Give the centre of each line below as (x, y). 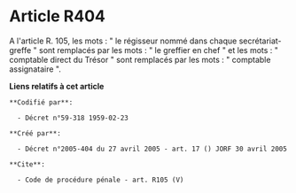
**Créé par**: (35, 133)
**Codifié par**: (41, 102)
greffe (20, 50)
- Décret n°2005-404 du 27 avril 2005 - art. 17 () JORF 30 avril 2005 (152, 149)
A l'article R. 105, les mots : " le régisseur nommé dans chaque (123, 41)
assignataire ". (35, 69)
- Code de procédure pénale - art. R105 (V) (101, 180)
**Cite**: (27, 164)
